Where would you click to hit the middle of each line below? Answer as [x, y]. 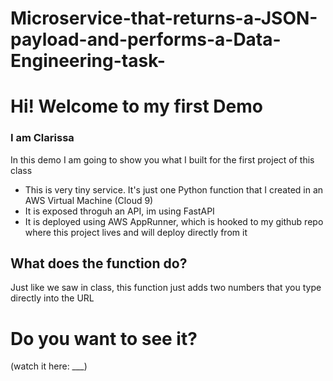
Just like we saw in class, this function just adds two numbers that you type [166, 288]
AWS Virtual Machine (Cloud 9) [89, 200]
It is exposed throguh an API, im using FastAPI [119, 211]
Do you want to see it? [104, 338]
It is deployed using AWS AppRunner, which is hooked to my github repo [174, 221]
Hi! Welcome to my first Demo [136, 106]
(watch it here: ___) [49, 366]
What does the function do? [99, 263]
